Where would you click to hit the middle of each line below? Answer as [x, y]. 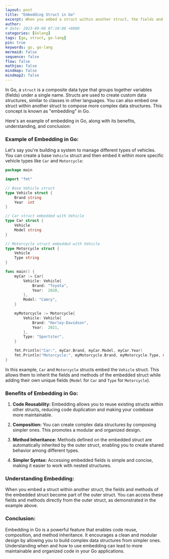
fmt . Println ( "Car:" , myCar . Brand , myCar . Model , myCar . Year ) [78, 351]
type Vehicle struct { [29, 193]
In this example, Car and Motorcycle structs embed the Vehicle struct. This [82, 369]
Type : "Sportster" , [44, 337]
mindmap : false [21, 71]
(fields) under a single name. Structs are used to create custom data [76, 95]
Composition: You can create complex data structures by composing [84, 425]
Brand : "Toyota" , [50, 286]
